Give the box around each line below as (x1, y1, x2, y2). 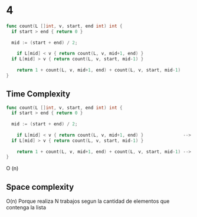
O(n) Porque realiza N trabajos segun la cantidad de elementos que (6, 197, 170, 205)
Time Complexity (6, 89, 71, 99)
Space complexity (6, 182, 74, 192)
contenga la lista (6, 204, 46, 211)
